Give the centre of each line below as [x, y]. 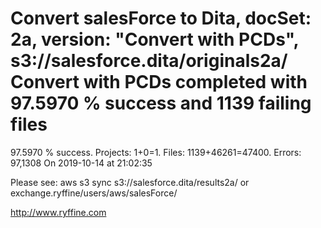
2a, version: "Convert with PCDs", [155, 39]
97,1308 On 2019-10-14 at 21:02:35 [81, 163]
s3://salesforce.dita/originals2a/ [149, 61]
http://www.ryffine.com [58, 212]
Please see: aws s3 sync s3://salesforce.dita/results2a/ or [130, 182]
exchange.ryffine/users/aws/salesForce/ [94, 193]
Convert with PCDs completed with [159, 82]
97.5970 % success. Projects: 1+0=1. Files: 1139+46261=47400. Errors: [156, 152]
